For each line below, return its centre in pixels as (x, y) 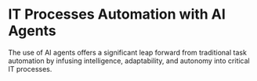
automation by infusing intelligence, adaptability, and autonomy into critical (129, 61)
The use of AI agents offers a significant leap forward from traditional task (127, 52)
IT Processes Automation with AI (117, 14)
